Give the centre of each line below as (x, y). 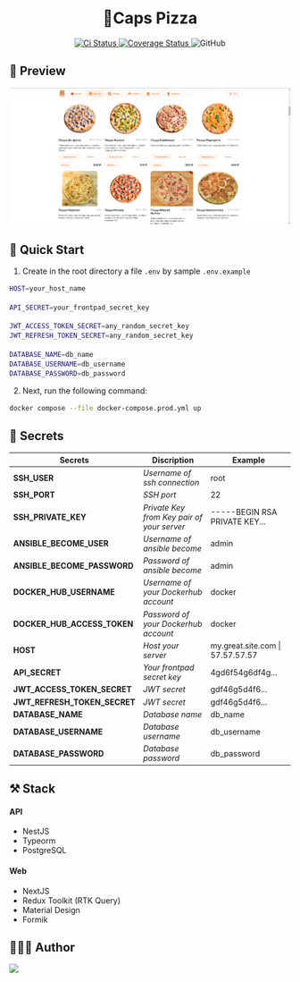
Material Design (51, 910)
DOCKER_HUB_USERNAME (64, 592)
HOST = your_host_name (48, 288)
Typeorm (39, 841)
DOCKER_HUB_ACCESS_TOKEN (73, 623)
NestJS (36, 832)
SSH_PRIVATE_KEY (50, 517)
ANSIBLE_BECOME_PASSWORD (73, 565)
